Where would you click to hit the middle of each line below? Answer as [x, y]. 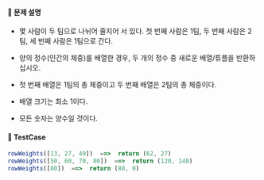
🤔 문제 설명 [24, 12]
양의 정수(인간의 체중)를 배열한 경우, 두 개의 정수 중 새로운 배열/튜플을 [126, 58]
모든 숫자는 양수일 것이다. [58, 118]
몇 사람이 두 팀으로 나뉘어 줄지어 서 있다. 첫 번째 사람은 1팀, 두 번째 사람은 [132, 31]
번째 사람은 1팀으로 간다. [75, 41]
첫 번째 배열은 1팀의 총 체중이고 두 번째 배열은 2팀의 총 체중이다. [118, 85]
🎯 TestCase [27, 137]
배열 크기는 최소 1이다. [53, 101]
